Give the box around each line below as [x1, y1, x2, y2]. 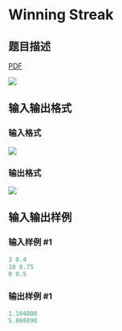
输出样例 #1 [8, 291, 52, 302]
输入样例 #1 [8, 236, 52, 248]
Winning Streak [8, 6, 114, 24]
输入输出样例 [8, 211, 72, 224]
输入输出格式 [8, 102, 72, 115]
